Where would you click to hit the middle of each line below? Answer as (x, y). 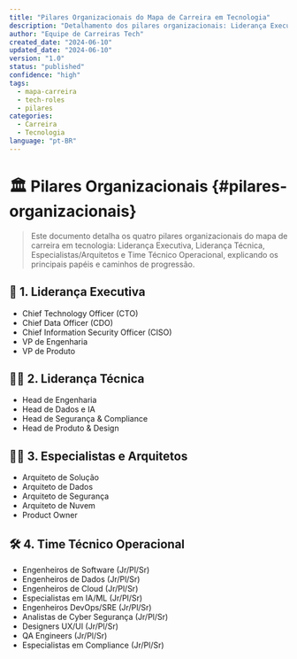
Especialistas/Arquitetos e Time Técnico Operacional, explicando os (154, 254)
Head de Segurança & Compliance (85, 419)
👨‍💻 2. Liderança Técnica (77, 379)
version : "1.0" (37, 58)
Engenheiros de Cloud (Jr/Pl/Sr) (80, 588)
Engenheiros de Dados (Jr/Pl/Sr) (81, 579)
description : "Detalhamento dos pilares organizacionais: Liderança (138, 26)
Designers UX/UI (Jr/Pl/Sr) (70, 626)
